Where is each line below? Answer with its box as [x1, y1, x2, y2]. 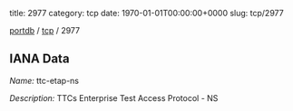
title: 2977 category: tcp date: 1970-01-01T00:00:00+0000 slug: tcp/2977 [9, 8, 284, 18]
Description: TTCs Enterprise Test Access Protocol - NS [9, 92, 219, 103]
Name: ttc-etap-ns [9, 75, 80, 86]
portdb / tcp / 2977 [9, 25, 80, 35]
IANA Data [9, 51, 70, 67]
